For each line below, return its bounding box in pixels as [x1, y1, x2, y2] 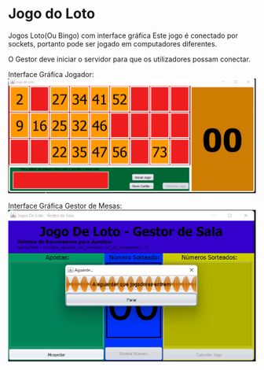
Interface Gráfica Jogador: [8, 69, 94, 79]
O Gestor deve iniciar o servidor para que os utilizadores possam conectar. [8, 54, 251, 64]
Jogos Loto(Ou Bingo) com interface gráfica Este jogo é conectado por [8, 31, 238, 40]
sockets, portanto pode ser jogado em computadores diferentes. [8, 39, 218, 48]
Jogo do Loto [8, 5, 96, 23]
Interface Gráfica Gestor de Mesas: [8, 202, 123, 211]
